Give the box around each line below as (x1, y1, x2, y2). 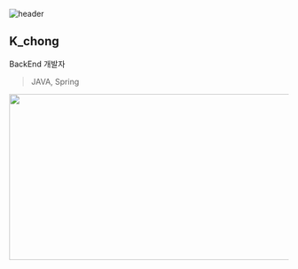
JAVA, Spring (30, 76, 80, 87)
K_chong (9, 34, 59, 49)
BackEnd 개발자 (9, 58, 66, 69)
